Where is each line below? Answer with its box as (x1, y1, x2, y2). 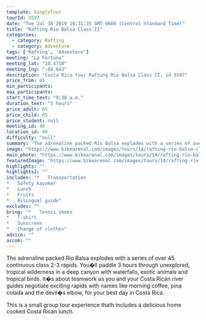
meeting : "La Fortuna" (6, 55, 64, 61)
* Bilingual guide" (6, 197, 62, 203)
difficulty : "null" (6, 135, 56, 141)
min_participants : (6, 84, 53, 90)
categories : (6, 32, 37, 38)
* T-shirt (6, 214, 37, 221)
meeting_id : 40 (6, 123, 45, 130)
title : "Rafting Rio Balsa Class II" (6, 26, 103, 33)
